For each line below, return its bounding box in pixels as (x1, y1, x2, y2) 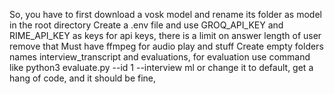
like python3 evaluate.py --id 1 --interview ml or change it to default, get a (9, 62, 314, 73)
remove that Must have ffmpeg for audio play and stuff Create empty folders (9, 40, 324, 52)
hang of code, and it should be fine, (9, 72, 157, 84)
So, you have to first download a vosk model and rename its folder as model (9, 9, 322, 20)
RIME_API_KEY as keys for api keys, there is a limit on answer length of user (9, 30, 322, 41)
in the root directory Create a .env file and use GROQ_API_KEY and (9, 19, 284, 31)
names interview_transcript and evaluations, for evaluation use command (9, 51, 311, 63)
